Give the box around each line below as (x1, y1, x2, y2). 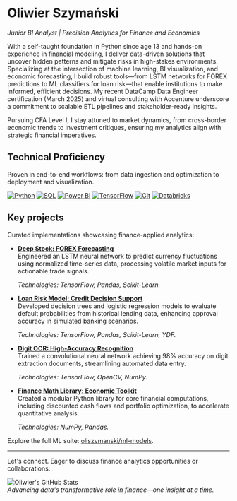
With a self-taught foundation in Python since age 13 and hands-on (7, 42, 202, 50)
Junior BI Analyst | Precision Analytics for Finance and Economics (7, 28, 200, 37)
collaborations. (7, 464, 51, 473)
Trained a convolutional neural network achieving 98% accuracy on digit (17, 351, 229, 360)
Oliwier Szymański (7, 5, 119, 21)
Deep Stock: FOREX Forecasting (17, 244, 114, 252)
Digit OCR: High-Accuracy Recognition (17, 344, 134, 353)
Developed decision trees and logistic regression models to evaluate (17, 302, 217, 310)
